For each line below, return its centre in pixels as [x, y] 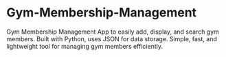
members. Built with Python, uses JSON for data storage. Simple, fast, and [112, 38]
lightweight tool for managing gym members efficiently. [84, 46]
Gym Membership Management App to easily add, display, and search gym [113, 32]
